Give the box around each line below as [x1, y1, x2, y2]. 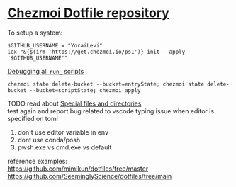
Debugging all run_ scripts [7, 67, 84, 75]
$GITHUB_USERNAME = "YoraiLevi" [7, 42, 103, 49]
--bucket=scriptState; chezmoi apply [29, 86, 141, 93]
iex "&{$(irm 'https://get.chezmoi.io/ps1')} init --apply [7, 48, 186, 55]
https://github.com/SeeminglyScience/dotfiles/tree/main [7, 171, 172, 180]
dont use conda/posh [17, 135, 81, 144]
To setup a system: [7, 28, 63, 37]
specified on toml [7, 114, 58, 123]
